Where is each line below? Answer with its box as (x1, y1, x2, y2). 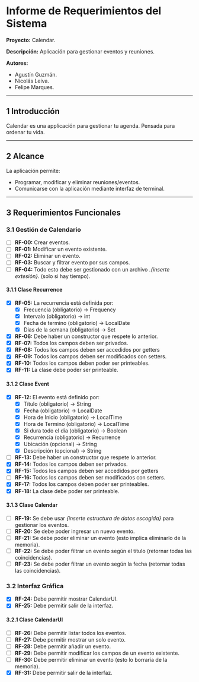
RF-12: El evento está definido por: (14, 393, 99, 400)
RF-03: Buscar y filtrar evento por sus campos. (14, 259, 130, 266)
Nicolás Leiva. (14, 77, 49, 84)
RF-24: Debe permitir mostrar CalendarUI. (14, 595, 118, 602)
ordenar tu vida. (6, 128, 46, 135)
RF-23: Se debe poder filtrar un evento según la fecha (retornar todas (14, 560, 185, 568)
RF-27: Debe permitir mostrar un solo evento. (14, 636, 126, 643)
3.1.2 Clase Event (6, 380, 49, 387)
